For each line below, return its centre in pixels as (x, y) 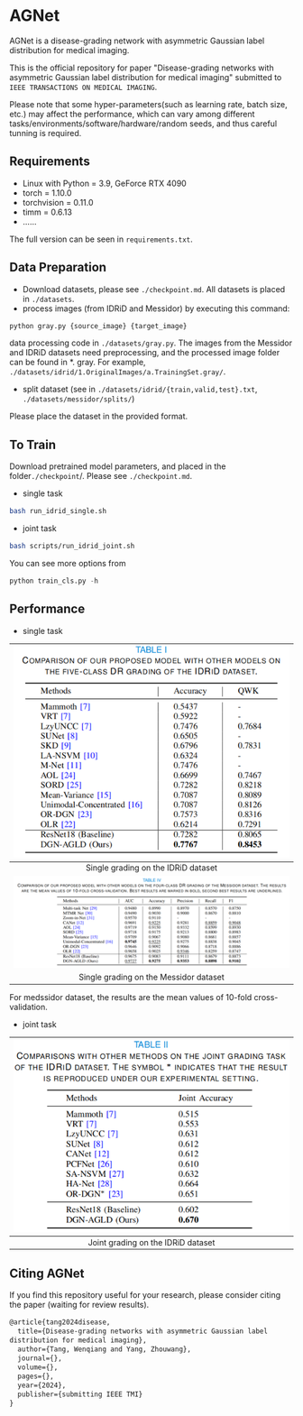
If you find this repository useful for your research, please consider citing (145, 1294)
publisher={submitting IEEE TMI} (80, 1394)
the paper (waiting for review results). (79, 1304)
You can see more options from (68, 563)
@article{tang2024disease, (60, 1322)
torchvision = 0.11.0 (58, 202)
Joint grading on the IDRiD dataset (151, 1242)
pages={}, (36, 1376)
